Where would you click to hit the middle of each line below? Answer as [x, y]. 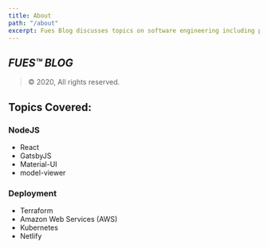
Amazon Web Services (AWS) [69, 219]
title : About [30, 16]
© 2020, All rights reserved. [74, 82]
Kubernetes [39, 227]
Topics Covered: [50, 107]
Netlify [31, 236]
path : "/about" [33, 23]
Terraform [36, 211]
